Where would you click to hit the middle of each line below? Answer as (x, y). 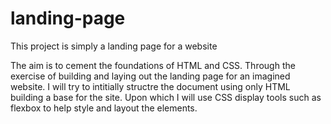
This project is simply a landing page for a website (114, 46)
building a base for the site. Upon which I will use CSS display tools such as (166, 97)
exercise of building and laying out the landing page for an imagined (150, 76)
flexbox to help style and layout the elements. (104, 108)
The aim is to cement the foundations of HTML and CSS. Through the (153, 65)
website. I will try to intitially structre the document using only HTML (150, 86)
